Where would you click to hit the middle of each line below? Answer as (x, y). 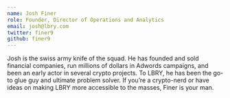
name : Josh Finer (32, 13)
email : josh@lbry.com (38, 26)
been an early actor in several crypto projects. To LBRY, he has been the (110, 73)
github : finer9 (29, 39)
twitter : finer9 (30, 33)
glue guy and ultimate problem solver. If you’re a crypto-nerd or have (112, 80)
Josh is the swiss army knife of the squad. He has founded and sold (103, 58)
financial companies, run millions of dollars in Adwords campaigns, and (108, 66)
